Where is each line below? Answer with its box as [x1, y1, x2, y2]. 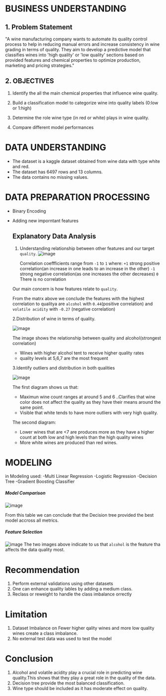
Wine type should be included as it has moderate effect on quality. [12, 686, 148, 692]
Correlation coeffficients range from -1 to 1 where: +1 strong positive [19, 260, 160, 266]
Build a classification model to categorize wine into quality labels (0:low [12, 100, 159, 106]
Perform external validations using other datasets [12, 580, 113, 586]
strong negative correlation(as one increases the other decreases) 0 [19, 271, 159, 277]
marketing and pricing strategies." [5, 63, 74, 68]
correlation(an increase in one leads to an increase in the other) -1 [19, 265, 155, 271]
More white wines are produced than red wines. [19, 439, 117, 446]
